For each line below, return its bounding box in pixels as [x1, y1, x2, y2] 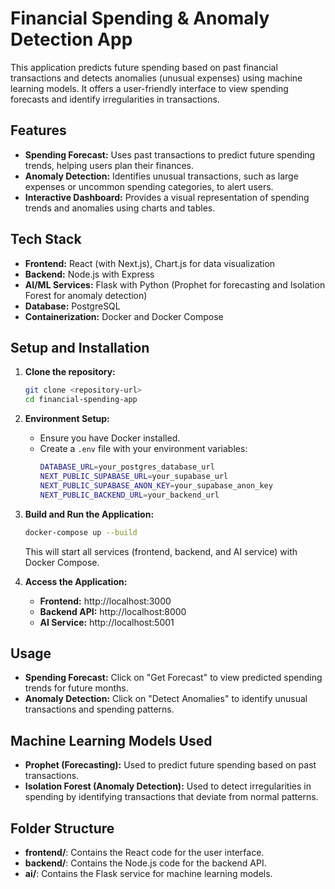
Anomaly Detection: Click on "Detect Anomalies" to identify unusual [24, 693, 308, 705]
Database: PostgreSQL [24, 300, 121, 312]
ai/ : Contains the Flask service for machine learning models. [24, 867, 273, 879]
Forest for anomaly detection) [24, 289, 148, 301]
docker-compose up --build [24, 527, 138, 537]
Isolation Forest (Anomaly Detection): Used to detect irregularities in [24, 780, 312, 792]
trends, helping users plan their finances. [24, 159, 195, 171]
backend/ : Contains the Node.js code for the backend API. [24, 857, 267, 869]
